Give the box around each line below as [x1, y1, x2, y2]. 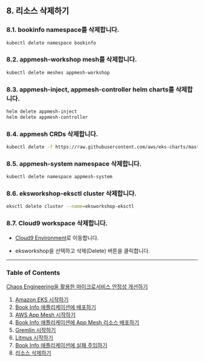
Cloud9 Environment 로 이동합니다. [15, 234, 99, 241]
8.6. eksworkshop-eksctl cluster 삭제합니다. [6, 190, 137, 198]
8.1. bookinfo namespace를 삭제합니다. [6, 26, 120, 34]
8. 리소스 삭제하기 [6, 5, 69, 16]
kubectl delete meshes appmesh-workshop [6, 69, 110, 76]
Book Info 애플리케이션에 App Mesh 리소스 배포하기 [15, 319, 140, 326]
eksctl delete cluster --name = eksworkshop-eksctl [6, 204, 135, 210]
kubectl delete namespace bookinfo [6, 40, 97, 46]
